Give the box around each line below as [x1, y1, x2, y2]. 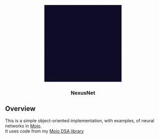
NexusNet [71, 89, 95, 96]
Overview [5, 105, 36, 113]
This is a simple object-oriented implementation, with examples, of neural [5, 117, 155, 123]
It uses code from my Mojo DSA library [5, 128, 84, 134]
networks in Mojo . [5, 123, 42, 129]
